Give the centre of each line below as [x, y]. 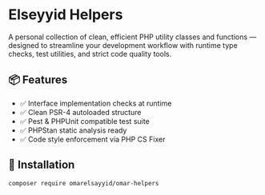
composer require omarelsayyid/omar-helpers [84, 183]
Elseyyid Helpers [66, 15]
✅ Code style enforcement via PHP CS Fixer [92, 139]
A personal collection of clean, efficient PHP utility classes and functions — [132, 37]
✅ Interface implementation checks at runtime [96, 103]
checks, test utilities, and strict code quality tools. [90, 54]
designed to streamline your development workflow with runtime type [123, 45]
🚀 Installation [42, 165]
